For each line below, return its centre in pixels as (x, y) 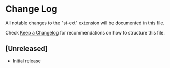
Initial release (26, 61)
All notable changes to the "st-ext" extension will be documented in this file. (85, 23)
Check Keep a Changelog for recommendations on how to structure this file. (85, 32)
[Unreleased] (27, 49)
